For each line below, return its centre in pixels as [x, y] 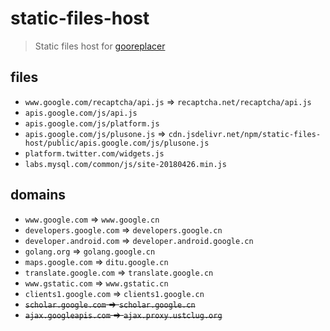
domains [38, 195]
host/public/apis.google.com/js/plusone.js [117, 143]
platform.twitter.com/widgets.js [94, 153]
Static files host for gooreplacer [100, 46]
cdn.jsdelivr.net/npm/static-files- [245, 134]
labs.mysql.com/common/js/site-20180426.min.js [125, 164]
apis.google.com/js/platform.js [92, 123]
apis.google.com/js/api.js [81, 113]
